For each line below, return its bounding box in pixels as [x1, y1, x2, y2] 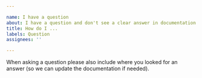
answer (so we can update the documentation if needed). [6, 65, 149, 73]
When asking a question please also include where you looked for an [6, 59, 178, 66]
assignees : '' [6, 37, 42, 43]
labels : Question [6, 31, 50, 37]
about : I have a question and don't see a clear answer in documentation [6, 19, 197, 26]
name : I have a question [6, 14, 69, 20]
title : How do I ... [6, 25, 59, 31]
